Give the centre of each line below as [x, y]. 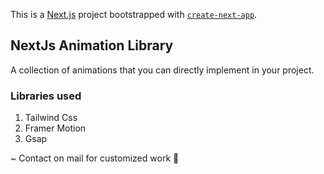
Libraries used [46, 96]
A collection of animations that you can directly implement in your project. [162, 70]
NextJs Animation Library [92, 45]
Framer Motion [55, 128]
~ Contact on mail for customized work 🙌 [95, 158]
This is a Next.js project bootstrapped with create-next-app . [134, 14]
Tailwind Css [51, 118]
